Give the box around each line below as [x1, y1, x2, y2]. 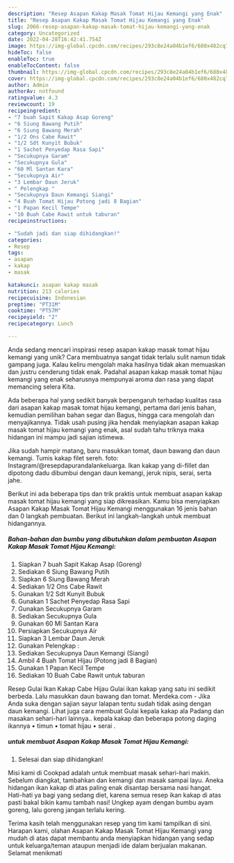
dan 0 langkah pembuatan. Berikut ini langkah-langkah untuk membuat [8, 511, 211, 520]
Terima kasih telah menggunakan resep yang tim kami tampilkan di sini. [8, 819, 212, 827]
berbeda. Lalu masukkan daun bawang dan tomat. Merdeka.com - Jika [8, 692, 210, 700]
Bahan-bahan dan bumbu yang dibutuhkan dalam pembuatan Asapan [8, 535, 217, 543]
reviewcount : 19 [8, 101, 55, 108]
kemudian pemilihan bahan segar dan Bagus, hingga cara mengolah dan [8, 410, 215, 419]
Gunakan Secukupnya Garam [17, 604, 102, 613]
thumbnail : [8, 68, 40, 75]
